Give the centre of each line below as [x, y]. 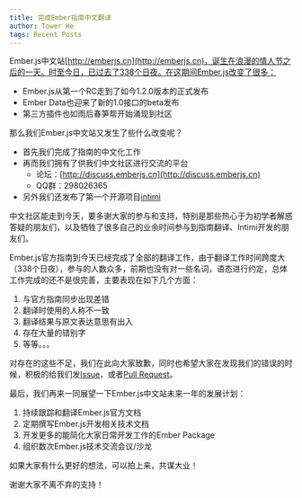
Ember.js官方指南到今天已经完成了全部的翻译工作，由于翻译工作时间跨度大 [147, 258]
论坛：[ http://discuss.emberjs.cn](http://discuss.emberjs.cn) [148, 174]
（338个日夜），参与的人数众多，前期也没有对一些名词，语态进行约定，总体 [148, 269]
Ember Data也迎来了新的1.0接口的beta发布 [101, 102]
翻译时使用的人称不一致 [66, 310]
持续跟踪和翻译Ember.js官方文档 [82, 413]
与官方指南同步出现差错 [66, 299]
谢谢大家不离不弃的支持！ [57, 485]
